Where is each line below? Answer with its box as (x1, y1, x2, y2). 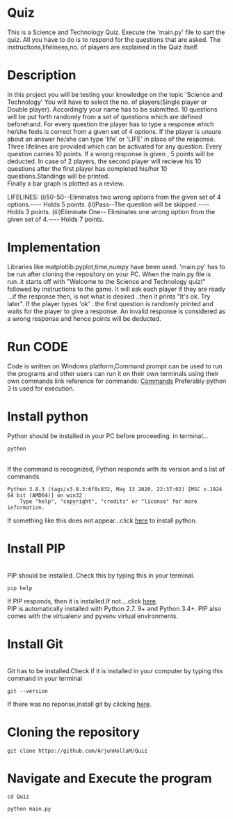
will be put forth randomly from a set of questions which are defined (7, 112, 203, 121)
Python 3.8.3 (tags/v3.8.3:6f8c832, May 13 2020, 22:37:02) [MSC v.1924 (7, 486, 223, 493)
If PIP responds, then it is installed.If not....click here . (7, 596, 158, 605)
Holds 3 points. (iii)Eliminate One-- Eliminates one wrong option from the (7, 207, 216, 216)
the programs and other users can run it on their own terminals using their (7, 369, 219, 377)
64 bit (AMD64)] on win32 (7, 492, 82, 499)
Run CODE (7, 339, 68, 354)
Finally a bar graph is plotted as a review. (7, 179, 124, 188)
